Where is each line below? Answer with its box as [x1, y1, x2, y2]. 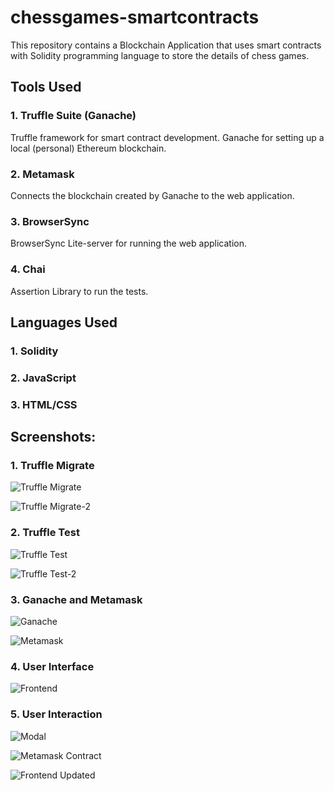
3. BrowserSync [10, 214, 90, 228]
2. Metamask [10, 167, 75, 181]
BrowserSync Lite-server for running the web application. [10, 237, 247, 250]
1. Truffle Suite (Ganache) [10, 109, 137, 123]
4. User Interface [10, 659, 95, 673]
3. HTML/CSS [10, 397, 78, 411]
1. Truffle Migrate [10, 458, 95, 472]
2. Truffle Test [10, 526, 80, 540]
